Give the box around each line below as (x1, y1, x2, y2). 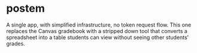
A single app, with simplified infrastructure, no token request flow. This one (6, 21, 192, 28)
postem (6, 2, 45, 15)
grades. (6, 40, 25, 47)
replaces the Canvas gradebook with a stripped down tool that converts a (6, 27, 187, 34)
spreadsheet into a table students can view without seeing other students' (6, 34, 189, 41)
